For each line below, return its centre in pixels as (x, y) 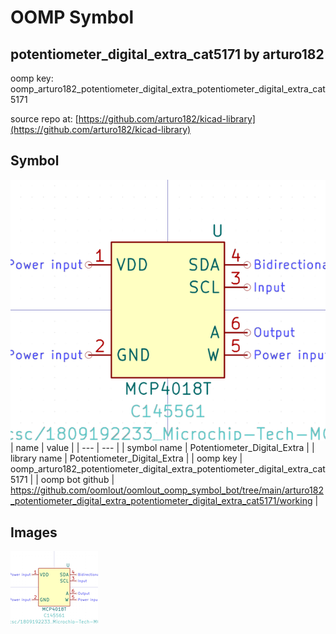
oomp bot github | (77, 480)
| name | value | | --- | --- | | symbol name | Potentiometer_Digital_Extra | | (162, 448)
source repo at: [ (44, 119)
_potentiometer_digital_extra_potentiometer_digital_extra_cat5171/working (161, 501)
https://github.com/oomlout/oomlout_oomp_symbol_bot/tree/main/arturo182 (167, 490)
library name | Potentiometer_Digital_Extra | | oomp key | (126, 458)
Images (34, 532)
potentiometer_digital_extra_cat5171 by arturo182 (167, 54)
